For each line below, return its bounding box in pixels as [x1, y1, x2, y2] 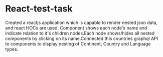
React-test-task [5, 3, 73, 14]
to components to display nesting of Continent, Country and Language [5, 40, 151, 46]
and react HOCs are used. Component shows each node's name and [5, 24, 147, 30]
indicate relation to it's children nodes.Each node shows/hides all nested [5, 30, 155, 36]
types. [5, 46, 19, 52]
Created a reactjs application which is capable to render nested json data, [5, 19, 158, 25]
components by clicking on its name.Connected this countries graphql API [5, 35, 158, 41]
